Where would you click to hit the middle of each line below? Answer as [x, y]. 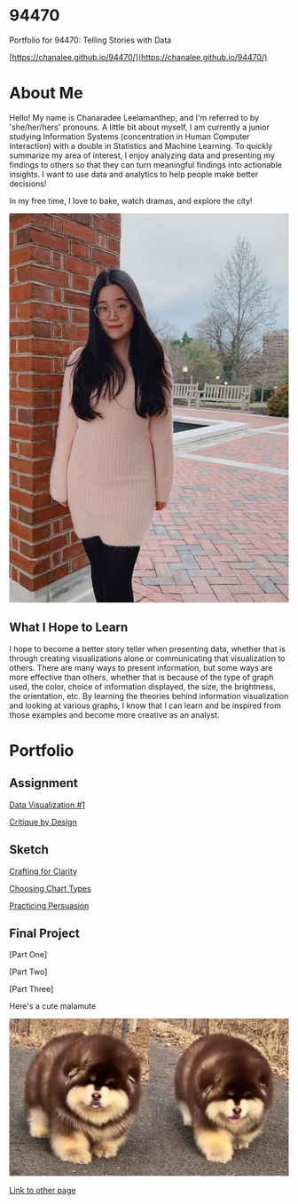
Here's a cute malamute [53, 1006]
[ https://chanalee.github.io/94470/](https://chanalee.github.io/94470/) [138, 57]
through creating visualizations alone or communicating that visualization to [147, 658]
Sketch [29, 850]
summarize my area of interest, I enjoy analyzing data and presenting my [142, 155]
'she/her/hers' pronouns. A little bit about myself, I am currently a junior [140, 127]
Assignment [43, 783]
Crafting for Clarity [43, 871]
